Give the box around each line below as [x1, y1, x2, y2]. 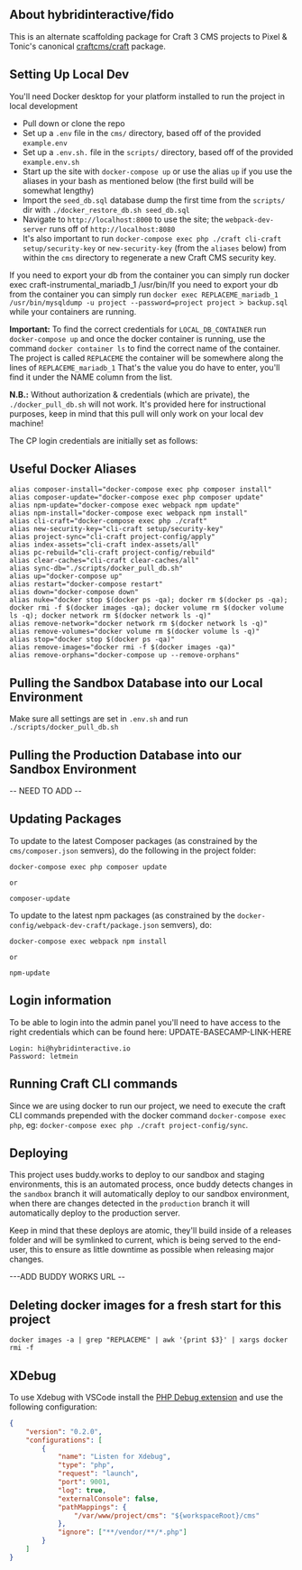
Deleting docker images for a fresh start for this [9, 1298, 282, 1313]
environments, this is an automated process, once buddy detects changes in [9, 1179, 294, 1189]
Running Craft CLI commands [9, 1077, 178, 1092]
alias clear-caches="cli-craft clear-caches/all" [9, 556, 200, 565]
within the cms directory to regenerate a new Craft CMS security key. [22, 252, 277, 262]
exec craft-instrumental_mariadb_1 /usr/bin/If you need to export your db [9, 279, 279, 289]
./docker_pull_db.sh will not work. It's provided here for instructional [9, 399, 266, 409]
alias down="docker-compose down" [9, 588, 140, 597]
